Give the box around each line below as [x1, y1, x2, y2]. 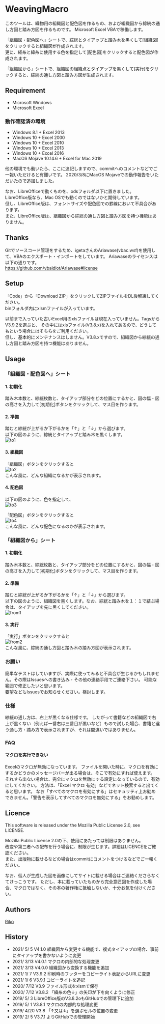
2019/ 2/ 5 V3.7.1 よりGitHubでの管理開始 [12, 1014, 95, 1020]
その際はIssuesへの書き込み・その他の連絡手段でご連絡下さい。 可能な [13, 677, 157, 683]
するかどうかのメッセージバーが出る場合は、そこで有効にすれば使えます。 [5, 770, 155, 776]
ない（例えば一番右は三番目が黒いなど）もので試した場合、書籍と [22, 720, 156, 726]
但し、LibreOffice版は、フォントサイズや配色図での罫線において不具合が [5, 200, 152, 207]
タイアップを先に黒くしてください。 [18, 604, 91, 610]
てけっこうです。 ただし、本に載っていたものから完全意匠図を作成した [5, 879, 148, 884]
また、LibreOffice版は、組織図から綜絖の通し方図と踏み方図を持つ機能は [5, 213, 153, 219]
